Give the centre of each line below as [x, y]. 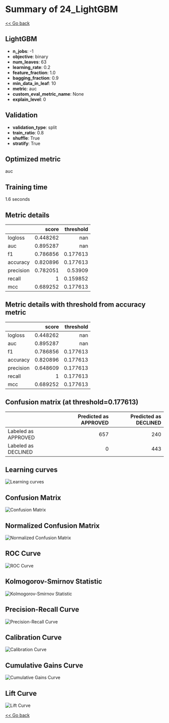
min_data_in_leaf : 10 [34, 83]
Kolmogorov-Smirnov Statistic [54, 582]
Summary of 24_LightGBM [62, 9]
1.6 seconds [18, 199]
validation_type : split [34, 127]
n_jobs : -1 [23, 51]
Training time [26, 187]
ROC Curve [23, 554]
